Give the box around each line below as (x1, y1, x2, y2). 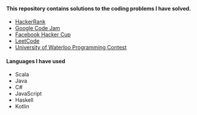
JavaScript (14, 90, 42, 98)
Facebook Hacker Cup (14, 31, 71, 39)
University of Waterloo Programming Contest (14, 44, 127, 51)
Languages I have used (6, 57, 66, 64)
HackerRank (14, 18, 46, 25)
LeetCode (14, 37, 40, 45)
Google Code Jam (14, 25, 60, 32)
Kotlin (14, 103, 30, 110)
